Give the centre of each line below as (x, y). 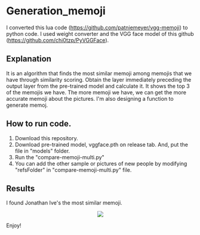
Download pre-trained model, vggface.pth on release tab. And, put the (101, 144)
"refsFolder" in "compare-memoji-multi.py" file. (73, 170)
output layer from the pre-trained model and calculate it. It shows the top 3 (98, 86)
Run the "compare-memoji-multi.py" (59, 157)
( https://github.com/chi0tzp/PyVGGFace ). (58, 40)
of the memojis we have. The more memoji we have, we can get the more (96, 92)
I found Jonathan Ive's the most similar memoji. (64, 203)
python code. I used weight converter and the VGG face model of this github (100, 33)
